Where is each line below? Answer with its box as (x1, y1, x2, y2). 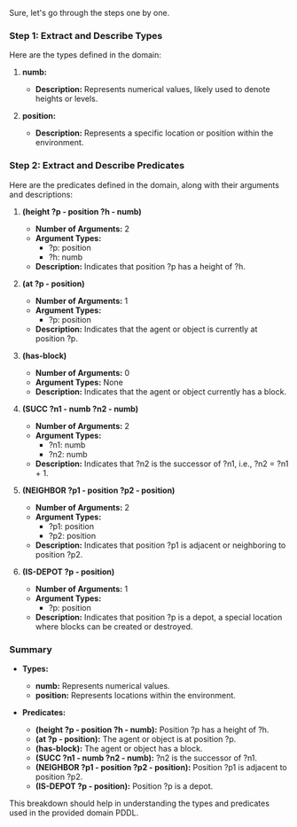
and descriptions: (9, 189, 74, 199)
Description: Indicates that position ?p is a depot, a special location (35, 612, 283, 622)
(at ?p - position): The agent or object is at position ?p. (35, 733, 237, 744)
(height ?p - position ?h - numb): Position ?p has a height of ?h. (35, 724, 270, 735)
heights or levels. (35, 93, 98, 105)
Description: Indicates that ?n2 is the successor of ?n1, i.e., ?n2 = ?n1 (35, 458, 289, 469)
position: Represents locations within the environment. (35, 690, 237, 700)
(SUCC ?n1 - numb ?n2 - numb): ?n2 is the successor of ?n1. (35, 753, 258, 763)
